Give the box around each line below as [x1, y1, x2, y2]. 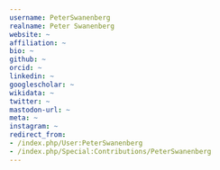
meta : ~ [9, 113, 39, 122]
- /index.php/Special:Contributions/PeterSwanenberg [9, 147, 212, 156]
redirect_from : [9, 130, 67, 139]
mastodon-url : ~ [9, 105, 70, 114]
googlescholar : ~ [9, 80, 75, 89]
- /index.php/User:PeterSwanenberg [9, 139, 143, 148]
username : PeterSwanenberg [9, 13, 111, 22]
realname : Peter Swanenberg [9, 22, 115, 31]
